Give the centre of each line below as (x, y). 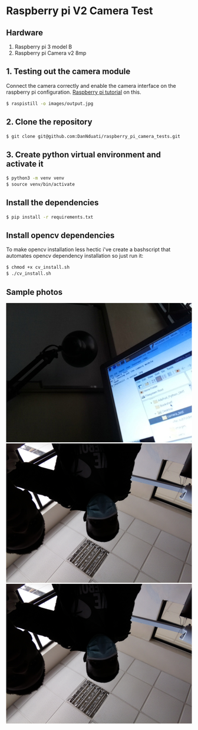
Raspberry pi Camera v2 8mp (50, 53)
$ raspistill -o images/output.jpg (50, 103)
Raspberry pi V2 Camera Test (80, 11)
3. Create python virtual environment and (83, 154)
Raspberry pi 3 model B (43, 47)
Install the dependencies (52, 203)
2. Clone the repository (49, 122)
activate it (25, 164)
